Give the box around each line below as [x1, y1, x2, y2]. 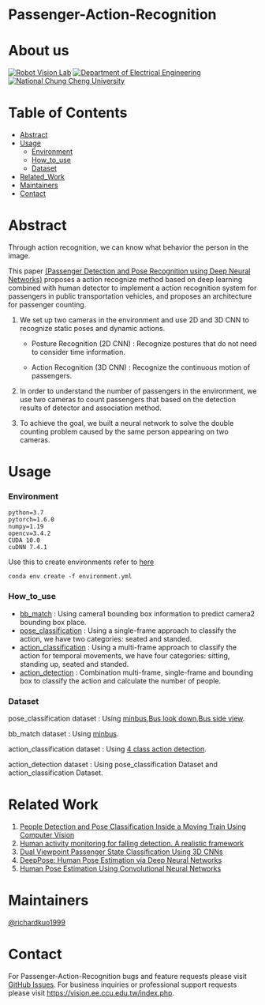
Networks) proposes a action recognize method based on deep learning [8, 275, 243, 284]
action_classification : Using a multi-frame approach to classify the [19, 642, 237, 652]
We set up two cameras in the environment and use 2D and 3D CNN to [19, 315, 250, 325]
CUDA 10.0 [8, 536, 41, 544]
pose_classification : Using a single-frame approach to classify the [19, 626, 237, 635]
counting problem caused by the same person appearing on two [19, 427, 229, 436]
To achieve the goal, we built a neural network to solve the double [19, 419, 234, 427]
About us [8, 42, 69, 60]
